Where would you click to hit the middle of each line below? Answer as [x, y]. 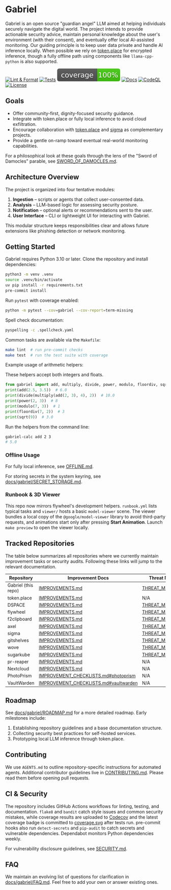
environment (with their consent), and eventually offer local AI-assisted [80, 40]
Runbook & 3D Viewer [33, 494]
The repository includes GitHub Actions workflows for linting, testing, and [82, 806]
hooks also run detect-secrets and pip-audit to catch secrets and [75, 828]
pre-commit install [26, 291]
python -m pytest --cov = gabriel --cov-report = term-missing [69, 310]
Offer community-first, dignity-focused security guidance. [74, 113]
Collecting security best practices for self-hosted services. [74, 733]
